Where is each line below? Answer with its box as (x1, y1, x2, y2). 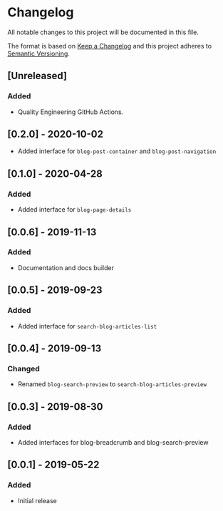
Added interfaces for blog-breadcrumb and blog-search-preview (17, 438, 209, 446)
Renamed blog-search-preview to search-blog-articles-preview (17, 380, 207, 388)
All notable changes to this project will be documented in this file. (7, 28, 199, 36)
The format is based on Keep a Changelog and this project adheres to (7, 41, 212, 50)
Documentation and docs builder (17, 263, 114, 272)
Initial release (17, 496, 57, 505)
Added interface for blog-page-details (17, 205, 132, 214)
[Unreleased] (7, 70, 68, 82)
